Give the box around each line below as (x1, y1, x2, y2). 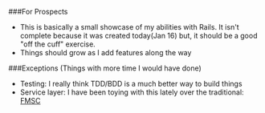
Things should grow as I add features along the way (19, 48, 192, 57)
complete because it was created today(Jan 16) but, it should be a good (19, 31, 258, 40)
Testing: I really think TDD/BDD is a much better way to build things (19, 79, 243, 88)
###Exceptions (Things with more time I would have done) (8, 63, 202, 73)
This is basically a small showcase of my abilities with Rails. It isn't (19, 22, 239, 31)
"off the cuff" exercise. (19, 39, 96, 49)
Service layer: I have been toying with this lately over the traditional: (19, 87, 244, 97)
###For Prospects (8, 7, 68, 16)
